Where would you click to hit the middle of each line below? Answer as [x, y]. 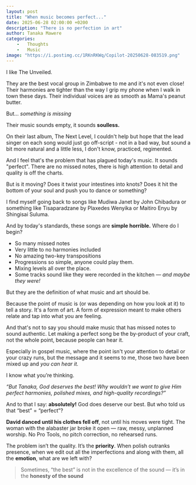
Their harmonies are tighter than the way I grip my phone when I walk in [93, 89]
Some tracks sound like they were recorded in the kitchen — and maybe [102, 275]
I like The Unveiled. [29, 72]
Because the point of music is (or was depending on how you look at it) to [96, 303]
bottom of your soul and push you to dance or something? [77, 190]
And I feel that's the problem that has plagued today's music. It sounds [92, 160]
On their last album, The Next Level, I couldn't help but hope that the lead [95, 136]
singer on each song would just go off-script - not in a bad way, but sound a [98, 142]
